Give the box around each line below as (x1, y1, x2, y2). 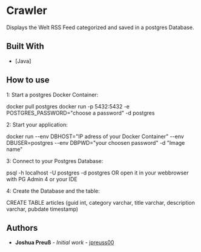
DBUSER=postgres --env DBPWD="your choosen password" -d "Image (6, 139, 185, 146)
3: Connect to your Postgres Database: (6, 157, 104, 164)
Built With (6, 41, 44, 51)
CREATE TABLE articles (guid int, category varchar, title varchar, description (6, 199, 196, 206)
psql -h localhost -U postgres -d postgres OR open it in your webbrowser (6, 169, 189, 176)
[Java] (15, 57, 31, 64)
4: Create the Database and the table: (6, 187, 100, 194)
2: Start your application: (6, 121, 68, 128)
